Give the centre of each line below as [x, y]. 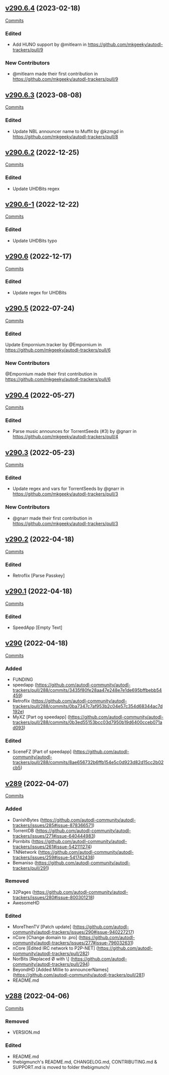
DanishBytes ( [27, 820]
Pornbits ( [23, 841]
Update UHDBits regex [36, 188]
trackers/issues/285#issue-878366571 [53, 825]
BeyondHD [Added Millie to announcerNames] [61, 970]
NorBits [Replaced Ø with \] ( [42, 959]
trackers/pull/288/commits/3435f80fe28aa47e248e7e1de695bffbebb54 [87, 690]
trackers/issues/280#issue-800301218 [53, 897]
